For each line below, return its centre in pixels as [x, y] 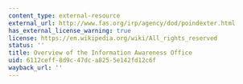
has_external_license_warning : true [70, 30]
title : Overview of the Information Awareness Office [101, 53]
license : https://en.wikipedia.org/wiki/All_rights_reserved [113, 38]
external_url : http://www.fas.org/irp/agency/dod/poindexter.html [122, 23]
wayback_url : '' [35, 68]
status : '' [27, 46]
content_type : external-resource [64, 16]
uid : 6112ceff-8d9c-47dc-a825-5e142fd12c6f [82, 61]
